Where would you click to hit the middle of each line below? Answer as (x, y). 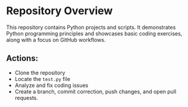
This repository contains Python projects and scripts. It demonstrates (91, 27)
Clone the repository (40, 73)
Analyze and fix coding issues (51, 85)
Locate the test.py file (42, 79)
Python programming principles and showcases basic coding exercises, (94, 33)
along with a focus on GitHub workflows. (56, 40)
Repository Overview (59, 11)
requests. (26, 98)
